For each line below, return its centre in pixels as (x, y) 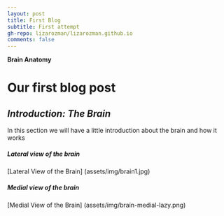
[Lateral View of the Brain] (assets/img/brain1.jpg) (79, 171)
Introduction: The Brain (59, 114)
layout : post (26, 14)
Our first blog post (62, 88)
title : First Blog (34, 20)
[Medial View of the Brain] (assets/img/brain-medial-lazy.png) (97, 205)
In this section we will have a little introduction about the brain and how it (112, 131)
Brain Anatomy (29, 59)
